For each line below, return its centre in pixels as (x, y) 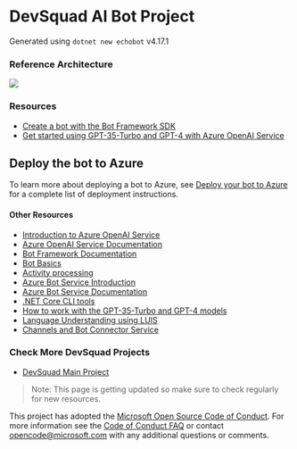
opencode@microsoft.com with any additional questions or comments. (139, 435)
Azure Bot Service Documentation (85, 291)
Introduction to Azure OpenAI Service (91, 235)
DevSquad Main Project (66, 371)
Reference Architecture (61, 64)
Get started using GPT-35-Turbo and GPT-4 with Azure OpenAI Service (153, 135)
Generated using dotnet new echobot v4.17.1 (89, 41)
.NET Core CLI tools (58, 301)
